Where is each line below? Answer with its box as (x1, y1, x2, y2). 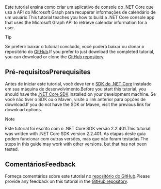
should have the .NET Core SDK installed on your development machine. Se (5, 91, 156, 97)
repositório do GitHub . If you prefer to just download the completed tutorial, (5, 49, 155, 54)
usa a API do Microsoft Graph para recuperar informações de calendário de (5, 9, 156, 15)
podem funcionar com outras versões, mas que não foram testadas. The (5, 136, 149, 141)
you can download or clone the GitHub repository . (5, 54, 105, 60)
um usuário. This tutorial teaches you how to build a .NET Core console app (5, 15, 155, 20)
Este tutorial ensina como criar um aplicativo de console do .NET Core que (5, 4, 154, 10)
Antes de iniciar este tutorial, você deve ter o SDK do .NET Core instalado (5, 81, 152, 86)
